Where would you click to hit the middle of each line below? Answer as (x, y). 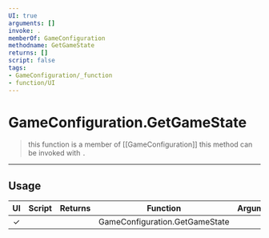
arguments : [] (32, 23)
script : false (32, 61)
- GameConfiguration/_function (60, 75)
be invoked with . (57, 153)
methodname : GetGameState (51, 46)
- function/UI (32, 83)
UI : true (23, 16)
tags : (17, 68)
